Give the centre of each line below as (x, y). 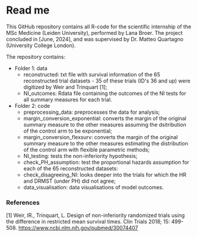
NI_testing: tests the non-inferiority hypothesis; (80, 156)
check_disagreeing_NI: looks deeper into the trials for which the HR (105, 175)
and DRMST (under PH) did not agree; (69, 181)
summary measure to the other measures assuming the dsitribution (105, 124)
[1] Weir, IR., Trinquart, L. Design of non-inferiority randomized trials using (96, 215)
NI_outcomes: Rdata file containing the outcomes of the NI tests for (105, 93)
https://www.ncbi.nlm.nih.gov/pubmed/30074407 (78, 228)
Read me (28, 10)
